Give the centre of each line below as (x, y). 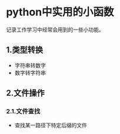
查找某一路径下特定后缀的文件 (51, 125)
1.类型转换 (25, 50)
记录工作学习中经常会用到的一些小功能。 (55, 30)
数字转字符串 (30, 73)
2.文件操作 (26, 93)
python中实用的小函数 (60, 12)
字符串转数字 (30, 65)
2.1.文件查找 (23, 112)
